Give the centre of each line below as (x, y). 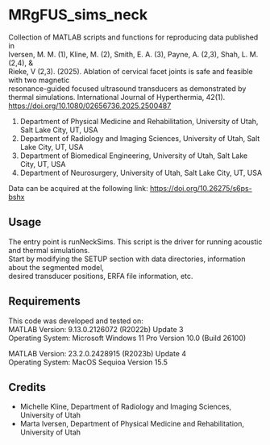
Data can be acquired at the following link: (78, 188)
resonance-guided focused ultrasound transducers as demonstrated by (127, 88)
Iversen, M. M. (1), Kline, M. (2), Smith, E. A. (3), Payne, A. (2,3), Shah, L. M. (133, 54)
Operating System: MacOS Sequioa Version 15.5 (88, 362)
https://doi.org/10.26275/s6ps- (201, 188)
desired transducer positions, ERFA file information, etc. (101, 276)
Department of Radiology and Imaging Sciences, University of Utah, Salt (140, 138)
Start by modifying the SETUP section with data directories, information (127, 259)
